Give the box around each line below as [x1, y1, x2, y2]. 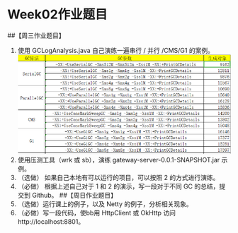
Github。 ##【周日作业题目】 [31, 191, 117, 200]
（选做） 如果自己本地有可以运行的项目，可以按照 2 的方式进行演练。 [17, 174, 220, 182]
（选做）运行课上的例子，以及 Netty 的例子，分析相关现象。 [17, 200, 193, 208]
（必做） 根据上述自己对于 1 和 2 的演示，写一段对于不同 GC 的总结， [17, 182, 220, 191]
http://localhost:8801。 [17, 217, 85, 226]
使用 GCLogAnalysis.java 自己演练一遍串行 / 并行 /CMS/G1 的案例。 [17, 46, 215, 54]
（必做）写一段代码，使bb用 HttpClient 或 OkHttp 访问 [17, 209, 176, 217]
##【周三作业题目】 [7, 31, 65, 40]
